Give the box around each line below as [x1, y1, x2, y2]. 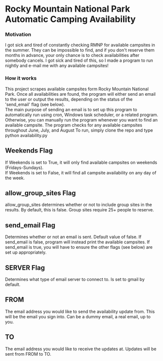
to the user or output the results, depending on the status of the [5, 96, 133, 102]
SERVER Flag [5, 263, 45, 272]
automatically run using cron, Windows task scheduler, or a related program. [5, 112, 159, 118]
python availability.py [5, 132, 48, 138]
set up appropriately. [5, 249, 47, 256]
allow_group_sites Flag [5, 189, 76, 197]
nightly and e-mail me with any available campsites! [5, 63, 109, 69]
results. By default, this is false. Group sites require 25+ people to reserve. [5, 207, 154, 213]
